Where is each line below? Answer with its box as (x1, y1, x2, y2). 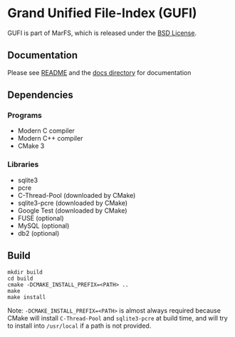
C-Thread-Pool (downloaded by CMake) (17, 191, 136, 199)
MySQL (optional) (17, 221, 70, 230)
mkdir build (7, 268, 43, 276)
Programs (7, 111, 43, 121)
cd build (7, 275, 33, 282)
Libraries (7, 159, 39, 169)
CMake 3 (17, 141, 45, 151)
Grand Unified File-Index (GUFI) (7, 5, 197, 21)
